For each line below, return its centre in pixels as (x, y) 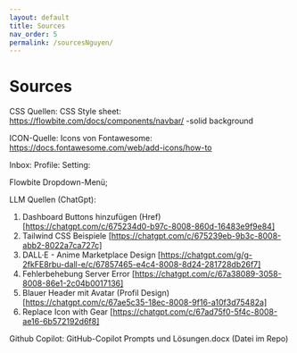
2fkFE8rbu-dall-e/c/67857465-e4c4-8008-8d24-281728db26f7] (141, 265)
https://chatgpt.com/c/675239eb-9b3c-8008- (196, 236)
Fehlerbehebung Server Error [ (78, 274)
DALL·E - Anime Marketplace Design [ (91, 255)
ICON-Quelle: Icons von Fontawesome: (81, 139)
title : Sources (37, 26)
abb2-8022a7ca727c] (62, 246)
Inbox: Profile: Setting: (50, 165)
